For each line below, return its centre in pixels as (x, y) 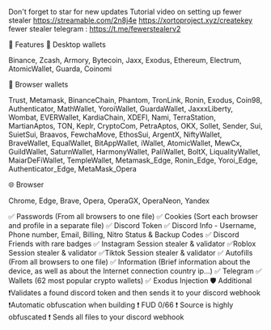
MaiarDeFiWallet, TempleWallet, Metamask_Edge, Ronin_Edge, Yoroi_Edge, (133, 160)
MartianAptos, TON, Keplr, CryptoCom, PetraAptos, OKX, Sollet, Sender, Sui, (135, 126)
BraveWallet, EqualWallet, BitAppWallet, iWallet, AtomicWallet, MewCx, (125, 143)
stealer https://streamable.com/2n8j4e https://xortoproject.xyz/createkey (131, 20)
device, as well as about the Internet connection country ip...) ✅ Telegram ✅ (135, 271)
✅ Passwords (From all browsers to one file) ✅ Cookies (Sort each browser (133, 216)
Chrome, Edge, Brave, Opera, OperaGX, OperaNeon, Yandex (109, 201)
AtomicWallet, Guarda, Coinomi (60, 69)
